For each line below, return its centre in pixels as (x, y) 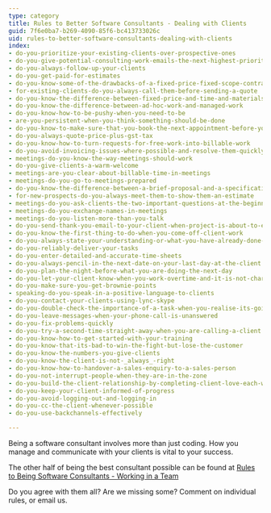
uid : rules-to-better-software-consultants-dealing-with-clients (120, 38)
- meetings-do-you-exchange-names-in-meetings (88, 211)
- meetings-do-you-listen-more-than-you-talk (86, 219)
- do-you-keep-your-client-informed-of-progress (92, 391)
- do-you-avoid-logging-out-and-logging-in (83, 398)
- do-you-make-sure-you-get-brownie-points (83, 286)
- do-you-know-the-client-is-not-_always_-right (92, 361)
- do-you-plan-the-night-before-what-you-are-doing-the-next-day (120, 271)
